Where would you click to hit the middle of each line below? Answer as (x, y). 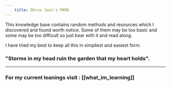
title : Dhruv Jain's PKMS (42, 10)
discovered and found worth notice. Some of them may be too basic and (81, 30)
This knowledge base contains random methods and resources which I (80, 24)
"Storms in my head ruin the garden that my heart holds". (78, 58)
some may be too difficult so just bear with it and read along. (69, 35)
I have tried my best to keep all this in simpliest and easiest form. (73, 45)
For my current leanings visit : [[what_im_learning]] (70, 77)
